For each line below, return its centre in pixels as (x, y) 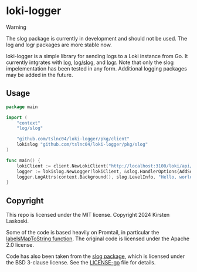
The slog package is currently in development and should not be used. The (97, 38)
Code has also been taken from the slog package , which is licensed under (96, 256)
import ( (17, 117)
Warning (16, 27)
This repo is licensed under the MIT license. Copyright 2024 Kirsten (88, 215)
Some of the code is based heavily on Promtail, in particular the (83, 233)
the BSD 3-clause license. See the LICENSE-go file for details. (81, 263)
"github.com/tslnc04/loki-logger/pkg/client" (73, 139)
